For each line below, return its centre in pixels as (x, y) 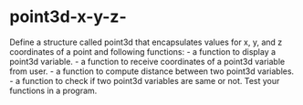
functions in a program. (53, 90)
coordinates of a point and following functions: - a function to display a (143, 51)
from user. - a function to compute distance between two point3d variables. (152, 71)
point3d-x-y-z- (68, 17)
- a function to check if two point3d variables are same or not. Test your (145, 80)
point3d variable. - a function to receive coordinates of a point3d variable (147, 61)
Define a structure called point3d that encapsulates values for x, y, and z (146, 42)
